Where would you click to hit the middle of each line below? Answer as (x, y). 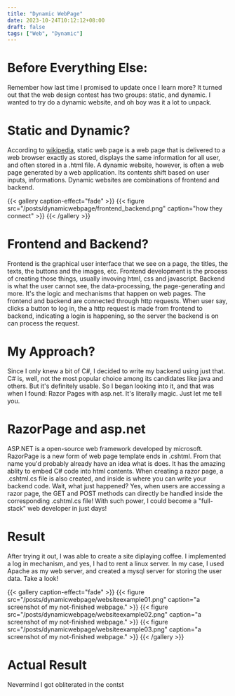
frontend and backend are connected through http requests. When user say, (117, 301)
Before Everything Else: (78, 68)
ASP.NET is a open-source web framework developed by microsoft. (105, 448)
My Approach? (52, 352)
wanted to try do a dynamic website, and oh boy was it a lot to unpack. (109, 102)
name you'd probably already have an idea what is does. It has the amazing (116, 463)
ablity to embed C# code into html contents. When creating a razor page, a (115, 471)
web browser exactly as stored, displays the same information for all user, (114, 158)
